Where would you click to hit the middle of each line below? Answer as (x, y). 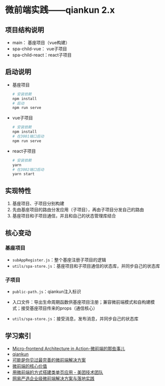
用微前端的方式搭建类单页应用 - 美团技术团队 (58, 372)
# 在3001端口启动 (28, 137)
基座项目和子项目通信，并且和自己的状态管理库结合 (64, 216)
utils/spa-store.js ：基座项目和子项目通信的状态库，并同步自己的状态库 (86, 266)
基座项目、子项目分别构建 (38, 204)
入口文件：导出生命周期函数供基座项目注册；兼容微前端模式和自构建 (81, 302)
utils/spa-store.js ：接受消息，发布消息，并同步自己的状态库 (75, 319)
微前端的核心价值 (30, 366)
